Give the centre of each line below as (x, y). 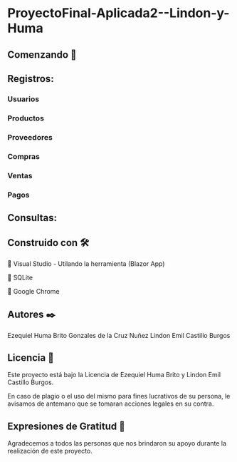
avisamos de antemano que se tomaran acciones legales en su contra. (111, 404)
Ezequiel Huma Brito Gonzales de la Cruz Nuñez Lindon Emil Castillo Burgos (119, 335)
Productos (26, 118)
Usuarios (23, 99)
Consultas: (32, 218)
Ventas (20, 175)
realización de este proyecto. (50, 451)
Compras (24, 156)
